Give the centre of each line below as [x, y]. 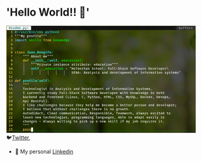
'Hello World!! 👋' [48, 12]
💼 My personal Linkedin [44, 151]
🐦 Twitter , [18, 137]
